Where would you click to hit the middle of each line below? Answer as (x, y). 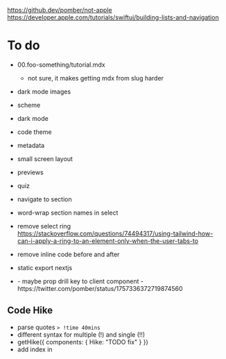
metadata (31, 145)
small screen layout (45, 158)
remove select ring (44, 226)
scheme (29, 105)
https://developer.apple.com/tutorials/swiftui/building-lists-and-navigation (113, 17)
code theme (34, 132)
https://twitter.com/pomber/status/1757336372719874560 (100, 288)
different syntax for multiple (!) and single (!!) (81, 334)
